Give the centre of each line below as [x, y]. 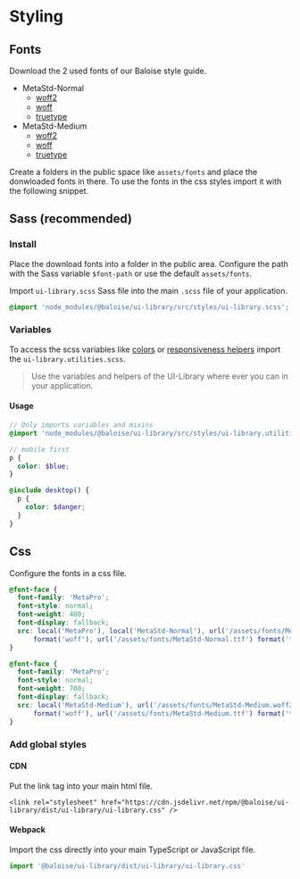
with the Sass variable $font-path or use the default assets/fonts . [131, 273]
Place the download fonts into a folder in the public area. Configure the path [149, 264]
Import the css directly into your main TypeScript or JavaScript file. [133, 850]
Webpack [28, 830]
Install [23, 245]
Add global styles [48, 745]
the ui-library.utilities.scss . [67, 358]
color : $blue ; [43, 466]
